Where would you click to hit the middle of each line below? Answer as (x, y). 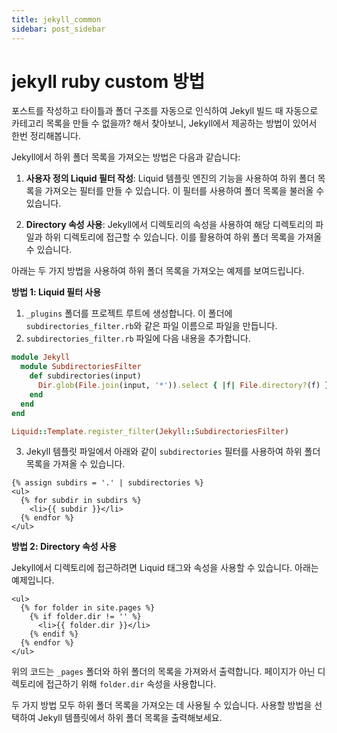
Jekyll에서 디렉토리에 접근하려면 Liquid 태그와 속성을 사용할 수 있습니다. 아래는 (165, 568)
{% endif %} (54, 634)
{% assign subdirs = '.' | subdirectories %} (107, 483)
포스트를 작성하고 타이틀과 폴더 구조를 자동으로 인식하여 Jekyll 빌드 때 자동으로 (165, 111)
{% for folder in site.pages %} (88, 608)
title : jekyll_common (56, 19)
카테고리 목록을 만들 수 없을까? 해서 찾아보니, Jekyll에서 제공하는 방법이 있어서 (164, 123)
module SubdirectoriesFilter (81, 367)
